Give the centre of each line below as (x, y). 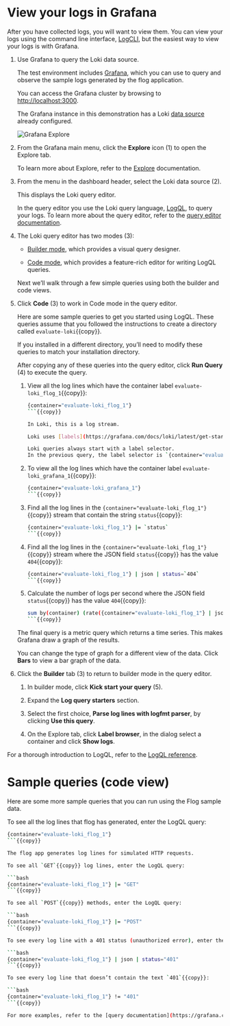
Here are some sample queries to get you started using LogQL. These (115, 316)
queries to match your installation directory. (78, 351)
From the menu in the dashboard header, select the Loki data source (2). (119, 181)
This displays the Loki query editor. (66, 195)
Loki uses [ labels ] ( (56, 436)
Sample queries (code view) (88, 783)
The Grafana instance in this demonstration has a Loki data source (111, 114)
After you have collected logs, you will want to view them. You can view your (115, 32)
